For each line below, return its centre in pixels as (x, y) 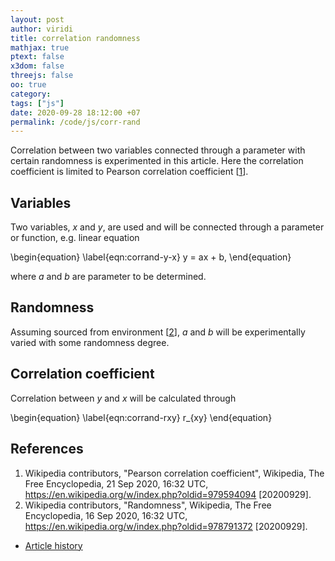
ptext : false (37, 57)
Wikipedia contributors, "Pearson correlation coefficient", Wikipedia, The (174, 473)
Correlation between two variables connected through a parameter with (158, 150)
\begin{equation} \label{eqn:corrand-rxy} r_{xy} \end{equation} (141, 417)
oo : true (28, 85)
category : (31, 94)
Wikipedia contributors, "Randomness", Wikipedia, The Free (148, 505)
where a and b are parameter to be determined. (108, 277)
